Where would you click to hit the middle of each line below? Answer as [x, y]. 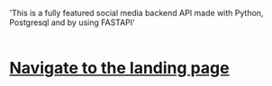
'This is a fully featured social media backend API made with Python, [136, 13]
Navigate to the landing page [119, 69]
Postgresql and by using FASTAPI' [72, 22]
